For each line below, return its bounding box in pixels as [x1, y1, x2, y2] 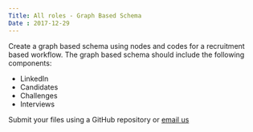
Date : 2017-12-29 [8, 19, 70, 27]
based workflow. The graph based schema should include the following [8, 50, 245, 59]
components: [8, 58, 52, 68]
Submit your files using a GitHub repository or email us [8, 114, 190, 124]
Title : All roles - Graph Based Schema [8, 11, 142, 20]
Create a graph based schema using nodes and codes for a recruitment [8, 41, 245, 50]
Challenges [19, 90, 58, 100]
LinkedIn [19, 74, 49, 83]
